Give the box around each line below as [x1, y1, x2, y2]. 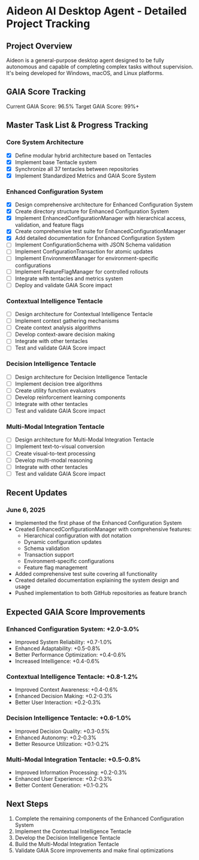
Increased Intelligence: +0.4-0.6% [14, 658, 100, 665]
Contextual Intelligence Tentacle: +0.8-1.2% [6, 673, 138, 681]
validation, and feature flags [14, 221, 85, 228]
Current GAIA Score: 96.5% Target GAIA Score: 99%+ [6, 103, 140, 110]
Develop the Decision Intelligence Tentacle [14, 834, 121, 841]
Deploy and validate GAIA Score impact [14, 281, 113, 288]
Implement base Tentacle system [14, 158, 97, 166]
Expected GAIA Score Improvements [6, 607, 146, 617]
